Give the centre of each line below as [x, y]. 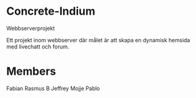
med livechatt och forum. [38, 47]
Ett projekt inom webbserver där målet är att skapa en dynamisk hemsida [98, 40]
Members [31, 71]
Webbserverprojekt [31, 28]
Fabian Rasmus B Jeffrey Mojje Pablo [53, 88]
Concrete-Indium [51, 11]
